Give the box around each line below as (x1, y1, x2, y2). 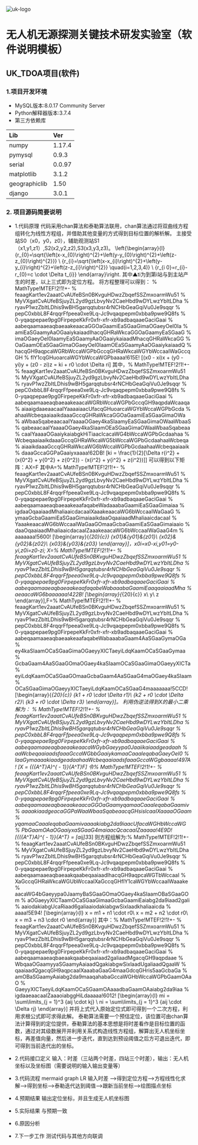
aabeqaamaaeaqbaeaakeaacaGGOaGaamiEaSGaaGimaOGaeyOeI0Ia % (14, 323, 189, 330)
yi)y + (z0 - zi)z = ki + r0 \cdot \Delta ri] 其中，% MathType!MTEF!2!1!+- (14, 361, 190, 368)
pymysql (9, 151, 33, 159)
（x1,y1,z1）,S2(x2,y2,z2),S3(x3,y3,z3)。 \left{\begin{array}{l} (14, 245, 165, 252)
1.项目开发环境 (6, 87, 47, 96)
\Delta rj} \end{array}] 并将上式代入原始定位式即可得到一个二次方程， (14, 1005, 183, 1013)
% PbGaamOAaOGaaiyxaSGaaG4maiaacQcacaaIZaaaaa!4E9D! (14, 826, 173, 833)
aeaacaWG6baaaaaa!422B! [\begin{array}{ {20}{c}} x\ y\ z (14, 591, 159, 598)
